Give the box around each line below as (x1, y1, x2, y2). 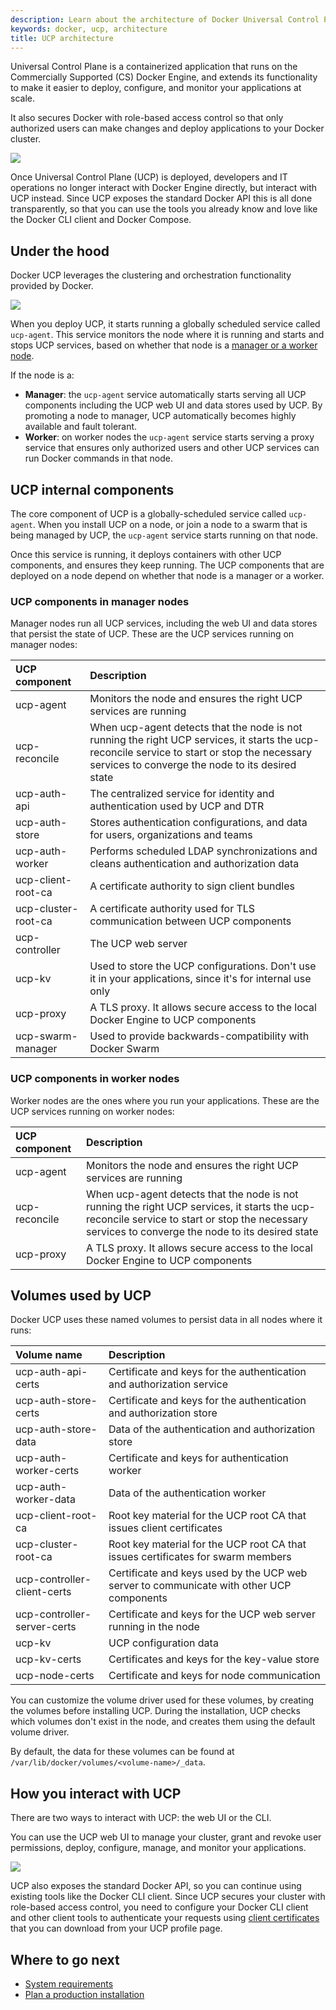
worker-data (15, 1492, 76, 1506)
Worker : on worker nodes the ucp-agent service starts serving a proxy (24, 431, 315, 443)
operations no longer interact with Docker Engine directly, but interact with (10, 182, 318, 194)
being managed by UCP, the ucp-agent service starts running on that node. (10, 529, 318, 541)
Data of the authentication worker (108, 1486, 267, 1500)
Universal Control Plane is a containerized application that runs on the (10, 61, 298, 73)
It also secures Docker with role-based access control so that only (10, 112, 284, 124)
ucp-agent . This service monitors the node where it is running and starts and (10, 329, 325, 341)
